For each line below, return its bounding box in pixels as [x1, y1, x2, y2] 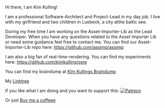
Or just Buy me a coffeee [5, 97, 56, 103]
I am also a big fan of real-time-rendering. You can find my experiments [5, 54, 151, 60]
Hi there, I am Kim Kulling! [5, 4, 58, 10]
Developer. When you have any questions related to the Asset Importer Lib [5, 34, 157, 39]
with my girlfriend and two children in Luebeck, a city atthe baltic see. [5, 19, 147, 25]
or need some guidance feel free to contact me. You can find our [5, 39, 137, 45]
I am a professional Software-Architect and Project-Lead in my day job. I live [5, 14, 161, 19]
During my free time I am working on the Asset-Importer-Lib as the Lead [5, 29, 152, 34]
